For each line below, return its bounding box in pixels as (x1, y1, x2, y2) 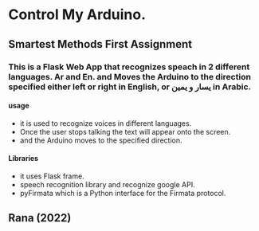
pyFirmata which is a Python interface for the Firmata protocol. (19, 188, 226, 198)
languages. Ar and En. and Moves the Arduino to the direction (8, 71, 251, 82)
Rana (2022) (8, 211, 72, 225)
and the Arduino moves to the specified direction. (19, 135, 182, 145)
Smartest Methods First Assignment (8, 37, 193, 51)
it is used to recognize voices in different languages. (19, 118, 192, 128)
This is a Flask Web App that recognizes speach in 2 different (8, 61, 250, 72)
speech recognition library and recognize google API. (19, 179, 195, 189)
